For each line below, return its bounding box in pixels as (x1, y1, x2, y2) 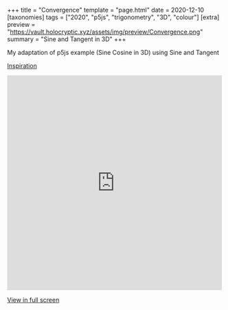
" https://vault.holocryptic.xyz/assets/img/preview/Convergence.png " (7, 27, 203, 36)
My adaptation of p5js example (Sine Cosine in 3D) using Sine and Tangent (7, 48, 220, 56)
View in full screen (7, 296, 60, 304)
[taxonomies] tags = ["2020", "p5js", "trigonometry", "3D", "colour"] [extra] (7, 13, 220, 21)
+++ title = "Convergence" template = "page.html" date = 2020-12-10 (7, 6, 205, 14)
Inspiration (7, 62, 38, 69)
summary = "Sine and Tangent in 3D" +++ (7, 35, 126, 43)
